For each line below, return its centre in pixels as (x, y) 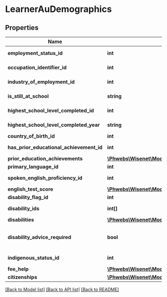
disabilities (21, 220)
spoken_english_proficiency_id (45, 178)
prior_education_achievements (45, 158)
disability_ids (24, 208)
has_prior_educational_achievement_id (55, 147)
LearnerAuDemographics (58, 9)
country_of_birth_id (31, 136)
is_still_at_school (28, 96)
